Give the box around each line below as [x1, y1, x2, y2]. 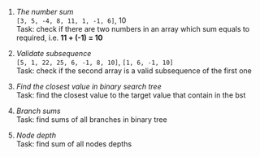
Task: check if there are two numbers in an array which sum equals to [15, 24, 250, 33]
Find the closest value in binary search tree [15, 81, 162, 91]
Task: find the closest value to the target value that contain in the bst [15, 90, 246, 100]
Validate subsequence [15, 49, 92, 58]
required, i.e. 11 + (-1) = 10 [15, 33, 103, 42]
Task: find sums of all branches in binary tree [15, 115, 168, 124]
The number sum [15, 7, 74, 16]
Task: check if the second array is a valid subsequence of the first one [15, 66, 252, 76]
